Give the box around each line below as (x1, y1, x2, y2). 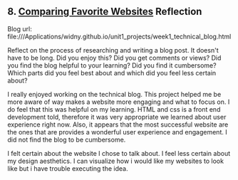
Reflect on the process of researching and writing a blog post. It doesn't (7, 46, 219, 54)
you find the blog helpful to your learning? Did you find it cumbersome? (7, 60, 217, 70)
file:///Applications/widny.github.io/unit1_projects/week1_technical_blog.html (7, 32, 232, 41)
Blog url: (7, 24, 32, 33)
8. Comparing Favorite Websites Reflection (7, 6, 202, 18)
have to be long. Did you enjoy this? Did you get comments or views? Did (7, 53, 222, 62)
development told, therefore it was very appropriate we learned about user (7, 112, 227, 121)
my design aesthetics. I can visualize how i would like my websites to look (7, 157, 224, 165)
